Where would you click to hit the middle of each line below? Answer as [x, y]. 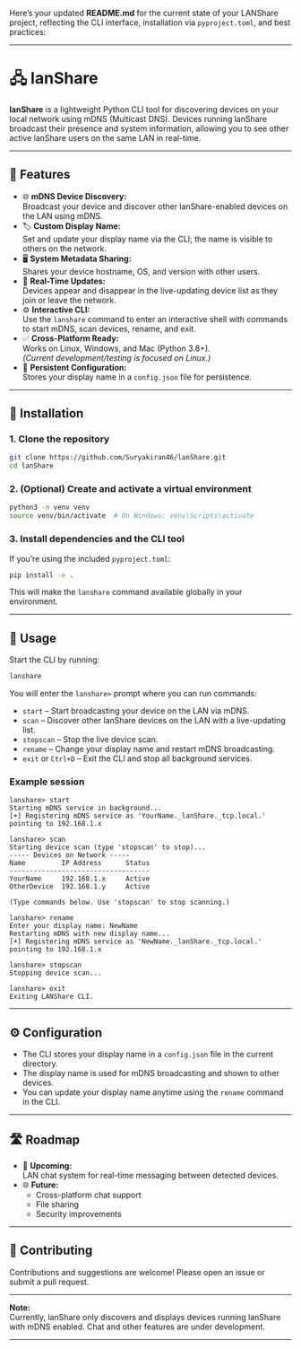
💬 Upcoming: [47, 1166]
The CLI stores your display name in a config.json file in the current [148, 1055]
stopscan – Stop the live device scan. [90, 740]
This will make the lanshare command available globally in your [126, 592]
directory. [40, 1064]
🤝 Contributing [51, 1251]
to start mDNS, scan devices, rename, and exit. [109, 328]
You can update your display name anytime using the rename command [153, 1092]
